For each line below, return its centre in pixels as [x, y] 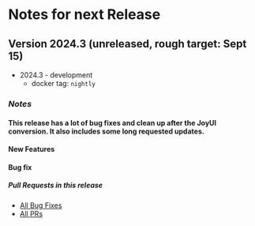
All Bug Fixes [41, 205]
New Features [32, 149]
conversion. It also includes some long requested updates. [107, 131]
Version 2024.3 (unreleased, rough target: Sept [127, 44]
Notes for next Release [84, 15]
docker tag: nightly [64, 83]
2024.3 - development [56, 75]
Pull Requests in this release [56, 185]
